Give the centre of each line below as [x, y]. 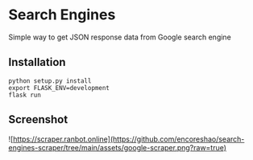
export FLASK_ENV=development [59, 88]
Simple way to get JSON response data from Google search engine [120, 37]
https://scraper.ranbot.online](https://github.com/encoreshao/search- [129, 139]
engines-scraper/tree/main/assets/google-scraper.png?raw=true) [118, 147]
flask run [25, 95]
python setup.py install [50, 81]
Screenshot [38, 119]
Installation [37, 62]
